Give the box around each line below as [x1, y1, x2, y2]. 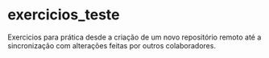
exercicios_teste [7, 6, 120, 24]
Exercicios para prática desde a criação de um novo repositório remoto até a [7, 32, 262, 42]
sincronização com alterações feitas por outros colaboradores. [7, 40, 217, 50]
